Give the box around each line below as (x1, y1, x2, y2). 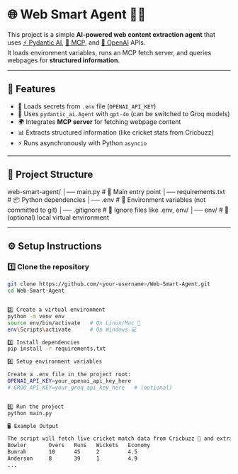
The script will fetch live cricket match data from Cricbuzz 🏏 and (7, 435, 214, 442)
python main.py (7, 410, 52, 417)
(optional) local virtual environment (7, 213, 110, 222)
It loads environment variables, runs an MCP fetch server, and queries (7, 48, 212, 57)
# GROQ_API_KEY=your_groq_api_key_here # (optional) (7, 384, 173, 391)
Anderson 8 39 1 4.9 (7, 455, 138, 462)
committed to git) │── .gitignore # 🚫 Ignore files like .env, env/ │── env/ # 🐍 (7, 205, 229, 214)
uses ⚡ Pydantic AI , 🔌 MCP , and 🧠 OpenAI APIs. (7, 38, 146, 47)
